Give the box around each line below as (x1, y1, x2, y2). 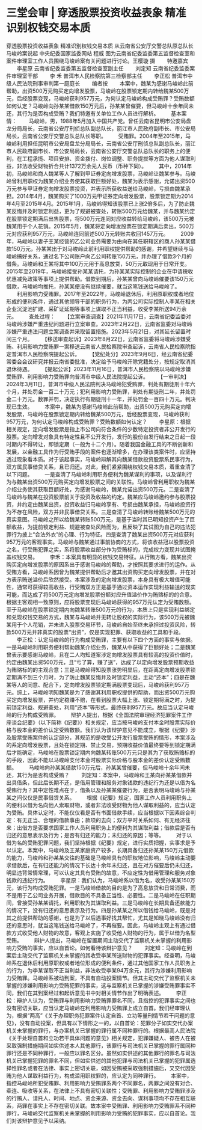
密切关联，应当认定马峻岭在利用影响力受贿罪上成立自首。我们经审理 (16, 1004, 185, 1012)
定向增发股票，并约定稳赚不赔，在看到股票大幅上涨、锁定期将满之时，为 (11, 696, 191, 703)
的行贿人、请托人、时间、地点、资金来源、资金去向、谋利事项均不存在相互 (6, 1095, 191, 1102)
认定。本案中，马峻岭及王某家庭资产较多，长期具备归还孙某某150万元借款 (11, 846, 194, 853)
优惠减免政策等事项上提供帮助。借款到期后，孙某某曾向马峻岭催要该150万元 (6, 275, 194, 282)
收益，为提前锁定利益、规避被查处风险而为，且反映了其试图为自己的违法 (11, 523, 191, 530)
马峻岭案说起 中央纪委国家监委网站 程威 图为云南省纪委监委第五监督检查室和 (6, 49, 195, 57)
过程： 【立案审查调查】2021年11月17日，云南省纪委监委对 (38, 313, 191, 320)
